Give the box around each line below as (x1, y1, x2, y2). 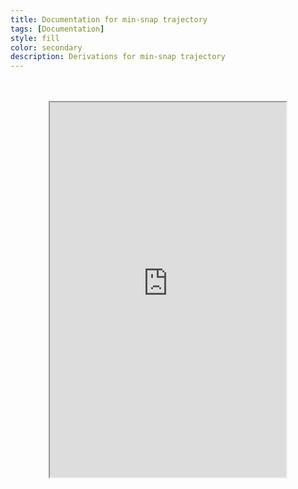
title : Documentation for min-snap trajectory (10, 14, 208, 25)
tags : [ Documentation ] (10, 24, 105, 34)
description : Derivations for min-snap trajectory (10, 52, 226, 62)
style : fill (10, 33, 60, 43)
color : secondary (10, 42, 83, 53)
